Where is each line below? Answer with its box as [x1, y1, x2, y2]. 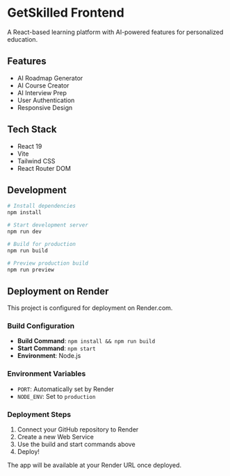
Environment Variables [7, 369, 86, 379]
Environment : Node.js [17, 352, 81, 360]
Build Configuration [7, 321, 75, 331]
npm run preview [7, 266, 54, 273]
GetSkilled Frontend [7, 5, 125, 21]
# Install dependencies [7, 203, 76, 210]
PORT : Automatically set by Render [17, 384, 115, 393]
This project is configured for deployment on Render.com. [7, 304, 173, 312]
